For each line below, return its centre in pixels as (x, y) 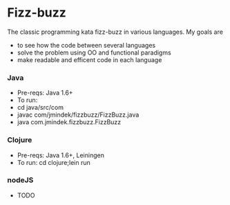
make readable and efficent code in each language (89, 59)
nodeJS (20, 180)
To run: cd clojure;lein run (54, 162)
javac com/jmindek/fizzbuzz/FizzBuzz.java (78, 115)
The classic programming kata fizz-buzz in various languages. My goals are (115, 32)
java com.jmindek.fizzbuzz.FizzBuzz (69, 122)
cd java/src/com (40, 108)
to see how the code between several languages (86, 45)
